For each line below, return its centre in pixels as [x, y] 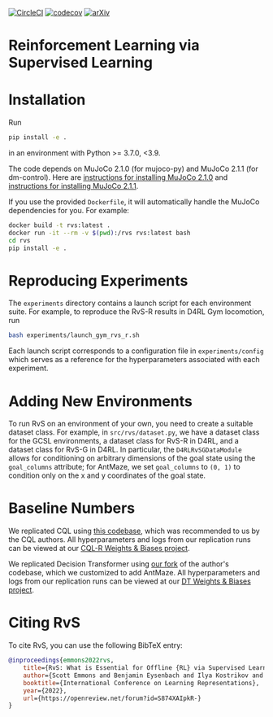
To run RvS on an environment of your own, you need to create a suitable [131, 424]
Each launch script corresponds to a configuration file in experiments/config [136, 351]
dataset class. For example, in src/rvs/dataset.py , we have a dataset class [134, 432]
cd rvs [19, 240]
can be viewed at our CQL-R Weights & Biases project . [99, 549]
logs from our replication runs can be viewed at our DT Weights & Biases [130, 581]
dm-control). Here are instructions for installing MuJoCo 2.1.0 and [118, 177]
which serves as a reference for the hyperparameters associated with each [134, 360]
